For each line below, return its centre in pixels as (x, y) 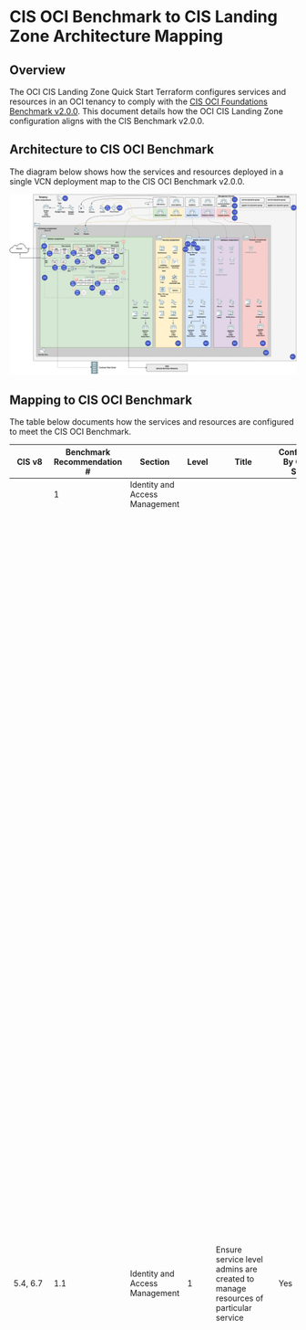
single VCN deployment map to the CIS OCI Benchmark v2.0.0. (127, 181)
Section (155, 461)
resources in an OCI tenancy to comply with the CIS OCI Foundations (139, 101)
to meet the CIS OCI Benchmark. (71, 432)
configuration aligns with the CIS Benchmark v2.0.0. (107, 121)
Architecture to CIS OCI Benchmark (112, 149)
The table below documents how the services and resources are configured (152, 422)
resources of (240, 1298)
